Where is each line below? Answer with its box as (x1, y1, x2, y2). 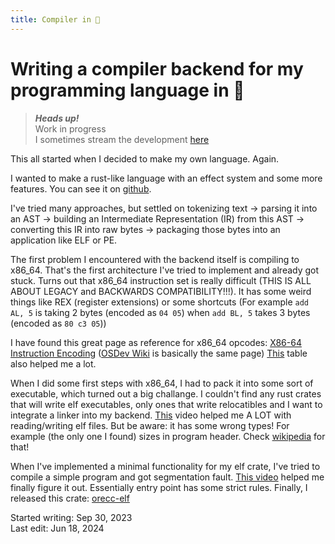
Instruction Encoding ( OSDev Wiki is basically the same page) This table (10, 347, 308, 359)
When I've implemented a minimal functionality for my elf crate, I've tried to (10, 460, 321, 472)
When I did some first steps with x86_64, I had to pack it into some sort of (10, 377, 314, 389)
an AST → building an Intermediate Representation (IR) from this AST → (10, 212, 305, 225)
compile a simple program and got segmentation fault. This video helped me (10, 471, 325, 483)
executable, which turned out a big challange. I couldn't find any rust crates (10, 387, 322, 400)
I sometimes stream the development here (34, 133, 210, 145)
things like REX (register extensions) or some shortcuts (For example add (10, 296, 309, 308)
